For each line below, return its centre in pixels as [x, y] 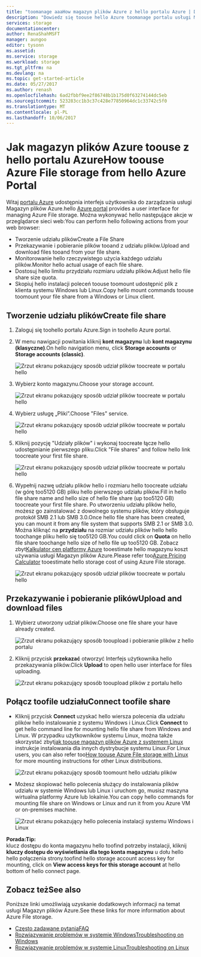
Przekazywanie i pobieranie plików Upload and [94, 599]
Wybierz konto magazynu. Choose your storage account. [84, 384]
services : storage [29, 23]
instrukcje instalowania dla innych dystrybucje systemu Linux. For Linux [102, 748]
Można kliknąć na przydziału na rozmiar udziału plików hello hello [96, 530]
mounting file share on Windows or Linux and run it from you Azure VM [102, 803]
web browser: [23, 228]
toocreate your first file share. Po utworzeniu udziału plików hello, [95, 505]
